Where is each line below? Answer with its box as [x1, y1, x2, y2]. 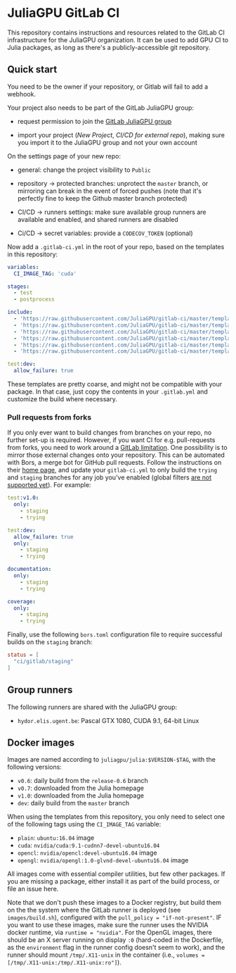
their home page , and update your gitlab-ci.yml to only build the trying [7, 466, 218, 475]
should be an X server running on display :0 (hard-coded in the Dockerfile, [7, 936, 223, 944]
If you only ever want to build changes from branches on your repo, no [7, 428, 212, 437]
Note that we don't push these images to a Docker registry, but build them [7, 898, 221, 907]
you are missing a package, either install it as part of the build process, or [7, 877, 220, 886]
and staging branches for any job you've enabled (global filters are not [7, 473, 212, 482]
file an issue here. [7, 885, 59, 893]
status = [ [7, 651, 39, 659]
